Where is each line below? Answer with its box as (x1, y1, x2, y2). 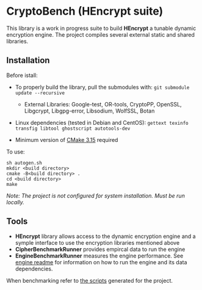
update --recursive (15, 90, 65, 96)
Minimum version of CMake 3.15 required (15, 136, 118, 143)
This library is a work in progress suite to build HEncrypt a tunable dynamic (6, 24, 197, 32)
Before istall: (6, 72, 38, 79)
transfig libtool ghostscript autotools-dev (15, 125, 131, 132)
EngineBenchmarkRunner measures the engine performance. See (15, 252, 184, 259)
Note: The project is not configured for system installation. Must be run (6, 191, 185, 199)
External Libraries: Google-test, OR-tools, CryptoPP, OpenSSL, (24, 100, 182, 108)
